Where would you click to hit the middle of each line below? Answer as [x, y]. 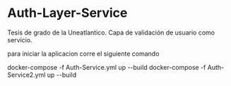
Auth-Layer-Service [67, 13]
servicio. [20, 39]
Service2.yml [26, 75]
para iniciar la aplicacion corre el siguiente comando [83, 54]
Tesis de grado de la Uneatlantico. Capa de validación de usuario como [111, 32]
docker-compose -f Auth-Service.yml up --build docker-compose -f [107, 67]
